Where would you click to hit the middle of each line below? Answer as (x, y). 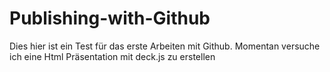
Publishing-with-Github (110, 18)
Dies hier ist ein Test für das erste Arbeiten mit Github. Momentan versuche (165, 46)
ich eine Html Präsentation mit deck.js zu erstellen (112, 56)
